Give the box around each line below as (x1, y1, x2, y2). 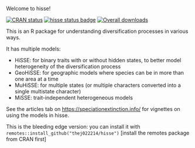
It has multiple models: (6, 45, 61, 52)
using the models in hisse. (6, 112, 69, 119)
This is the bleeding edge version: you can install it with (6, 123, 140, 130)
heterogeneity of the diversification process (14, 63, 121, 70)
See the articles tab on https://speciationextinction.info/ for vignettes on (6, 106, 180, 112)
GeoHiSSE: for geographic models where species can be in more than (14, 69, 184, 76)
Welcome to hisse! (6, 5, 51, 12)
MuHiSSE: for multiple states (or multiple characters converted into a (14, 82, 181, 89)
